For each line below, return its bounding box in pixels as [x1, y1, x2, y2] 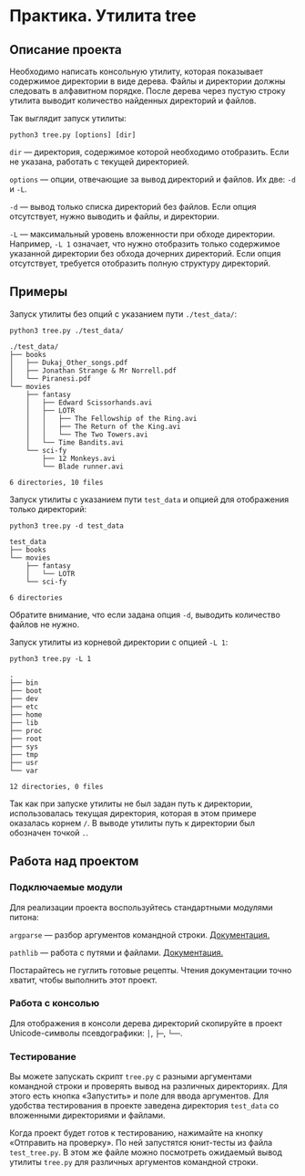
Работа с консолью [9, 997, 100, 1010]
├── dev [9, 694, 39, 703]
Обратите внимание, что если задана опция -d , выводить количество [9, 609, 280, 620]
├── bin [9, 677, 39, 688]
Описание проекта [9, 42, 122, 58]
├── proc [9, 726, 43, 735]
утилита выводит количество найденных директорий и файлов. [9, 95, 257, 106]
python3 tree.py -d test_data [9, 521, 125, 530]
